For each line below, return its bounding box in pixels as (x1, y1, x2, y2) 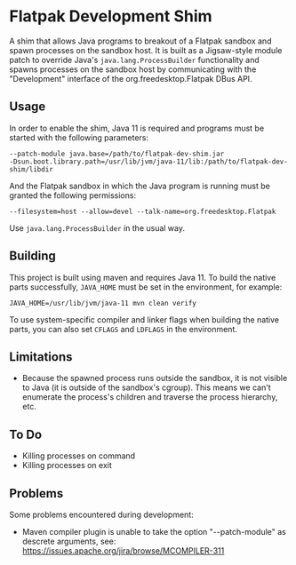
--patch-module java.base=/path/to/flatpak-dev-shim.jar (9, 149, 225, 158)
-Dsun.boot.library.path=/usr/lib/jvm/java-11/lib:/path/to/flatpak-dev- (9, 157, 289, 166)
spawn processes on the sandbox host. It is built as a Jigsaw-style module (9, 44, 283, 55)
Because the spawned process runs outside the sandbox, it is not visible (21, 373, 288, 384)
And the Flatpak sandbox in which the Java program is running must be (9, 180, 271, 191)
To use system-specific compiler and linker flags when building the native (9, 314, 280, 325)
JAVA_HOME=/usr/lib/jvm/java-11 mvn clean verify (9, 298, 197, 307)
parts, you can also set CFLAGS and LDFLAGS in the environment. (9, 323, 237, 334)
